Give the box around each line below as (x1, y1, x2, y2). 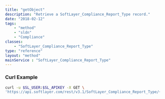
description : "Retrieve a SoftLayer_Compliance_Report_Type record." (5, 12, 151, 17)
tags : (5, 21, 16, 26)
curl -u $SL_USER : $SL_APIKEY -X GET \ (5, 85, 84, 90)
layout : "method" (5, 53, 41, 58)
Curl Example (5, 74, 38, 81)
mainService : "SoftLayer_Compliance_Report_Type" (5, 58, 111, 63)
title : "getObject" (5, 7, 45, 12)
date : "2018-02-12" (5, 16, 45, 21)
